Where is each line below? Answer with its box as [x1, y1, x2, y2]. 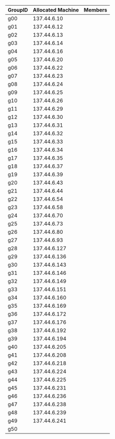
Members [83, 7, 107, 13]
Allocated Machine [33, 7, 79, 13]
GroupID [8, 7, 29, 13]
